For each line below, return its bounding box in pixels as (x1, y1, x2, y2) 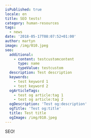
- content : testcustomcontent (13, 57, 75, 61)
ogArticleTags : (9, 88, 40, 93)
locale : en (5, 12, 27, 16)
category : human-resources (5, 20, 59, 26)
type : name (17, 61, 40, 66)
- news (9, 30, 23, 34)
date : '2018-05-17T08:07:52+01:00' (5, 34, 77, 39)
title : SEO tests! (5, 16, 42, 21)
